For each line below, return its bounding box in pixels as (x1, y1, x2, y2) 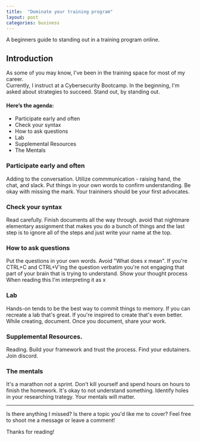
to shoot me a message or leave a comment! (6, 417, 115, 424)
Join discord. (6, 352, 39, 359)
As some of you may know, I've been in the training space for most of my (6, 69, 186, 76)
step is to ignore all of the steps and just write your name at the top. (6, 229, 172, 236)
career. (6, 76, 24, 83)
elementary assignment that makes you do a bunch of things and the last (6, 222, 185, 229)
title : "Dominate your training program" (6, 8, 113, 15)
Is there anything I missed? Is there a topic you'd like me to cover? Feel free (6, 411, 192, 418)
